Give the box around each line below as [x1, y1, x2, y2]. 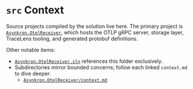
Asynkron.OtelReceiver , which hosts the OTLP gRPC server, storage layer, [6, 29, 184, 35]
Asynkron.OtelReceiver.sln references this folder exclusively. [14, 58, 163, 65]
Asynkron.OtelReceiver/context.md [23, 77, 108, 83]
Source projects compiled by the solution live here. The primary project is [6, 23, 183, 30]
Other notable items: [6, 46, 56, 53]
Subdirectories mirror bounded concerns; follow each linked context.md [14, 63, 188, 70]
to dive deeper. [14, 70, 51, 77]
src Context [6, 3, 64, 17]
